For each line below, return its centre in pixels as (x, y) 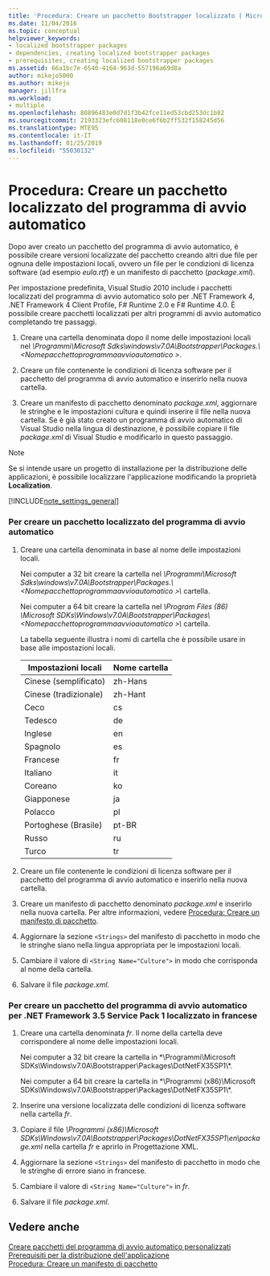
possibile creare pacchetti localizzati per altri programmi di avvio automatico (135, 314)
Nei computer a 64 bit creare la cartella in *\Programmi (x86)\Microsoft (137, 1081)
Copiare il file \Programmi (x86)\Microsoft (89, 1129)
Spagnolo (42, 747)
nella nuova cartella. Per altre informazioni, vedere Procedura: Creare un (140, 912)
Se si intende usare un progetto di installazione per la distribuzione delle (128, 468)
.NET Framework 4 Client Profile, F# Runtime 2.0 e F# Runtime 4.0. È (122, 305)
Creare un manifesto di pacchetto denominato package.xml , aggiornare (138, 403)
